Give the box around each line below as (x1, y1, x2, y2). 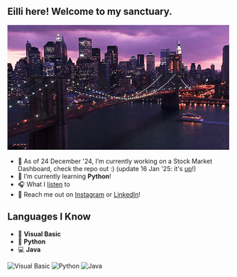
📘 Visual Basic (17, 229, 62, 238)
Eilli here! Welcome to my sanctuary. (7, 6, 172, 18)
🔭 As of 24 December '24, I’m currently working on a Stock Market (17, 156, 213, 165)
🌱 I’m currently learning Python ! (17, 172, 111, 180)
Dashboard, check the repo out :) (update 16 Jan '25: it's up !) (17, 164, 197, 173)
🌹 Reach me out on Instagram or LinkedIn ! (17, 190, 140, 198)
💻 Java (17, 245, 41, 254)
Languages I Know (7, 211, 91, 223)
